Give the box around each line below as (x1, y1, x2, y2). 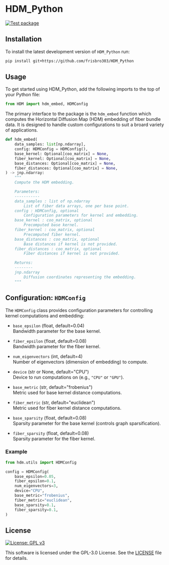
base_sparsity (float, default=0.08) (12, 414, 87, 421)
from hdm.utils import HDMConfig (5, 459, 77, 465)
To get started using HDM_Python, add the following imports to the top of (5, 86, 160, 92)
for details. (5, 555, 28, 561)
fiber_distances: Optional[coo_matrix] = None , (14, 165, 118, 171)
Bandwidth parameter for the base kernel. (12, 328, 101, 334)
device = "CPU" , (14, 488, 45, 493)
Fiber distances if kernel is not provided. (24, 251, 120, 256)
